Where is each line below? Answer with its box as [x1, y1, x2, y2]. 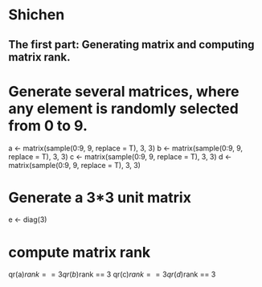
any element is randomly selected [8, 99, 239, 117]
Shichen [8, 6, 65, 24]
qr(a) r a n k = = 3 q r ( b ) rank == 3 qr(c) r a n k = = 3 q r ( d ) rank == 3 [8, 269, 216, 279]
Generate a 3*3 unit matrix [8, 188, 191, 207]
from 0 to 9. [8, 117, 88, 134]
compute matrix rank [8, 243, 151, 261]
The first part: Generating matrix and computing [8, 38, 255, 51]
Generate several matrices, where [8, 82, 239, 100]
